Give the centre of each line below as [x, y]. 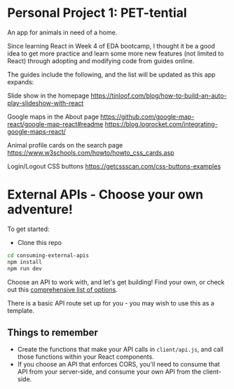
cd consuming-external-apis [48, 255]
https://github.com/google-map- [147, 117]
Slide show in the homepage [48, 95]
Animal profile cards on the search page [65, 145]
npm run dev [25, 268]
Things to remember [53, 332]
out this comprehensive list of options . [62, 289]
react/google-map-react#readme [55, 124]
